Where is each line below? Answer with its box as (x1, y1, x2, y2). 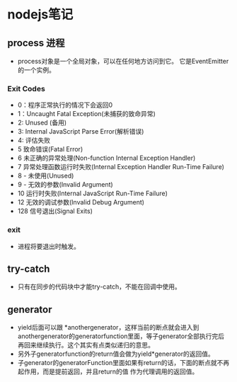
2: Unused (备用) (17, 118, 67, 127)
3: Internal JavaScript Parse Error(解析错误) (17, 127, 144, 136)
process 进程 (7, 37, 65, 49)
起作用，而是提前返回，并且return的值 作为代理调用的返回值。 (17, 367, 199, 376)
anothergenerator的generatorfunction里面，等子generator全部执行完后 (17, 332, 225, 340)
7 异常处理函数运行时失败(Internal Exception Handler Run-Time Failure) (17, 163, 225, 171)
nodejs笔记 (7, 6, 74, 23)
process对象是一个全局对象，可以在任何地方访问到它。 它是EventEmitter (17, 57, 229, 65)
